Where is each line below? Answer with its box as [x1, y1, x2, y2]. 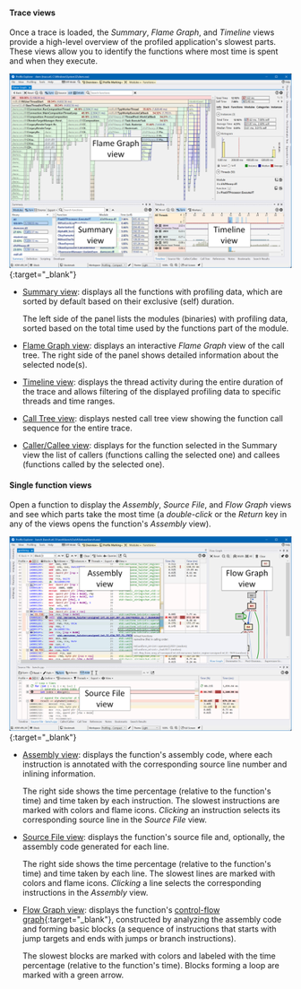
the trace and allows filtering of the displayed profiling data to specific [21, 386, 281, 397]
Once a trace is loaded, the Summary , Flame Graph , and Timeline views [9, 27, 275, 38]
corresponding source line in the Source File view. [21, 814, 208, 825]
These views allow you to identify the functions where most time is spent [9, 46, 279, 57]
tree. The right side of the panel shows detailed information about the [21, 350, 279, 360]
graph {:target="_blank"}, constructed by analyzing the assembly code [21, 915, 282, 925]
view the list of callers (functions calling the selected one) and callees [21, 449, 280, 461]
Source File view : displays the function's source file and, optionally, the [21, 832, 285, 843]
